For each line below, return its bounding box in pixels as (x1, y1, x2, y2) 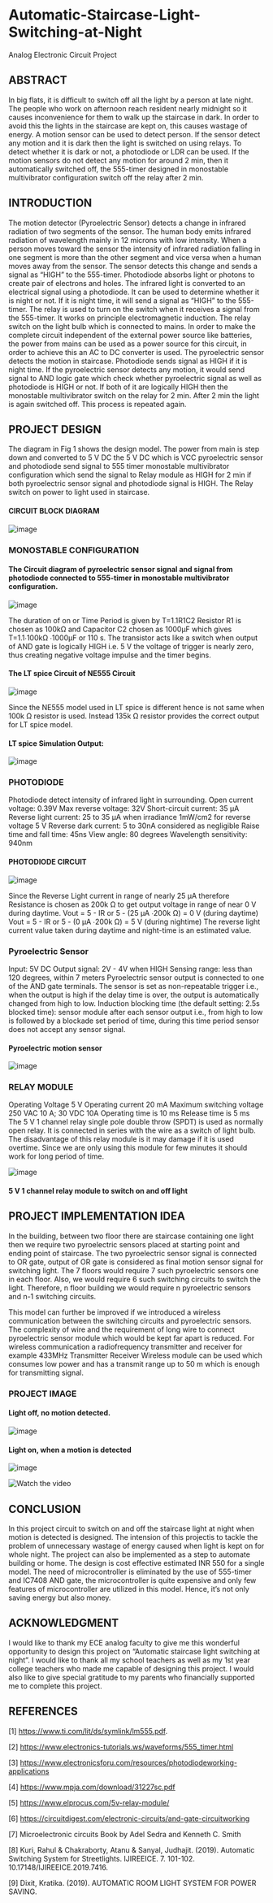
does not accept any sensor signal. (8, 1024, 126, 1034)
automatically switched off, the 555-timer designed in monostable (8, 164, 229, 174)
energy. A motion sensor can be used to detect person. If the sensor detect (8, 129, 261, 139)
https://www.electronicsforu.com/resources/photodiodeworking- (19, 1758, 238, 1767)
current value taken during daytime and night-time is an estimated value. (8, 925, 252, 935)
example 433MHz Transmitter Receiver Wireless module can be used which (8, 1350, 262, 1360)
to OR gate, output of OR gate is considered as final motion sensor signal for (8, 1257, 264, 1267)
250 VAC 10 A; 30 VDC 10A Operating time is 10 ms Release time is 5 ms (8, 1108, 250, 1118)
